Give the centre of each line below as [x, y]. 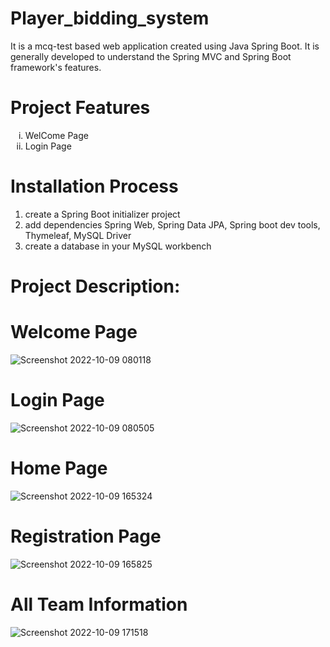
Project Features [80, 108]
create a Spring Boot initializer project [102, 214]
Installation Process [94, 186]
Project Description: [95, 286]
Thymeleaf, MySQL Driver [78, 235]
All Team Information [99, 604]
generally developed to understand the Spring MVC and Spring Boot [151, 56]
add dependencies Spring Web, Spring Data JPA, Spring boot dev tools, [172, 224]
